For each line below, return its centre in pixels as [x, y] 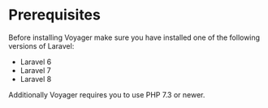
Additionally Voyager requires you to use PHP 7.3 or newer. [107, 94]
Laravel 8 [36, 79]
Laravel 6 [36, 62]
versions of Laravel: [41, 45]
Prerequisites [55, 15]
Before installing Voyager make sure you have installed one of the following [134, 37]
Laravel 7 [35, 70]
